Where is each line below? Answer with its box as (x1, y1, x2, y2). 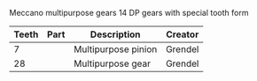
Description (90, 28, 141, 40)
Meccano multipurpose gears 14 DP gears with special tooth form (9, 8, 249, 18)
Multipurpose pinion (74, 43, 158, 55)
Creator (165, 28, 199, 40)
